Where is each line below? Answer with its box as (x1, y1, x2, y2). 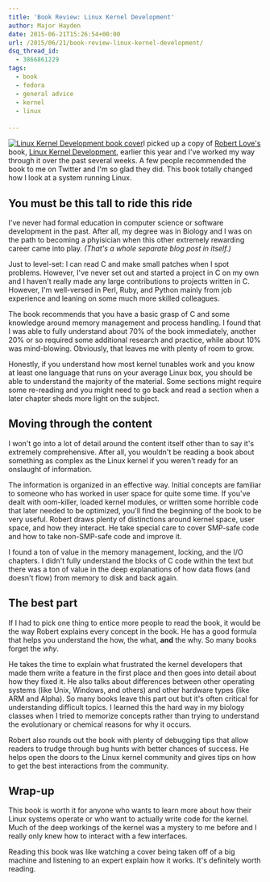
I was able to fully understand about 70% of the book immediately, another (8, 326, 256, 335)
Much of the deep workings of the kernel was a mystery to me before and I (8, 823, 257, 833)
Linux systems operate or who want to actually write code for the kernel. (8, 814, 249, 824)
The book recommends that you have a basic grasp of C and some (8, 309, 231, 319)
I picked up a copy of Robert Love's (143, 138, 261, 149)
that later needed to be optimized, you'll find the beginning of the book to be (8, 505, 262, 515)
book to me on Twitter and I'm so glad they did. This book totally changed (8, 164, 253, 174)
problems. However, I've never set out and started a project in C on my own (8, 268, 260, 277)
